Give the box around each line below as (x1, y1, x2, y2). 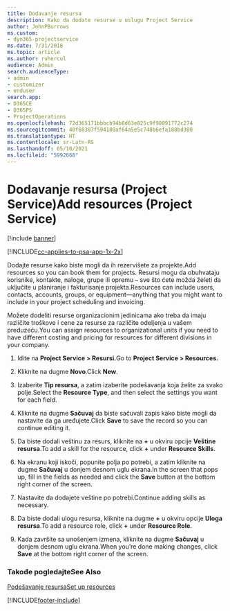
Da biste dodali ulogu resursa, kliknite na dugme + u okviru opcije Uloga (17, 514, 223, 522)
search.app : (7, 94, 41, 101)
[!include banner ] (7, 233, 57, 242)
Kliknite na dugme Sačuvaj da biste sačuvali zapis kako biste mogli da (17, 409, 217, 417)
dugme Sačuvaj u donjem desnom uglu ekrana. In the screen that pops (17, 465, 218, 473)
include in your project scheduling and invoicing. (7, 297, 146, 305)
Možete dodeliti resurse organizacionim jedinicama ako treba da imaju (7, 311, 207, 319)
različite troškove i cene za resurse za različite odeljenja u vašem (7, 318, 192, 326)
